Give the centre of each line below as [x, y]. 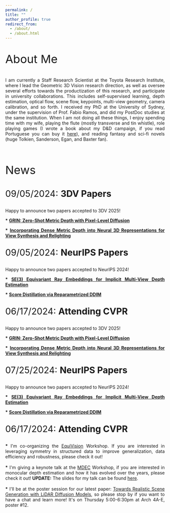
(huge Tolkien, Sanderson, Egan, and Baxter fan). [56, 139]
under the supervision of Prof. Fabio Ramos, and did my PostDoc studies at [85, 112]
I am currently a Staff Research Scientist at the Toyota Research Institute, [85, 80]
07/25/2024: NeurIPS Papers [66, 370]
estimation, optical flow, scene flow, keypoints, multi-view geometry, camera [85, 101]
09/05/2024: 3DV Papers [58, 194]
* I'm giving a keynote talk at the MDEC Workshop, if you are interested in [85, 467]
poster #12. [17, 505]
